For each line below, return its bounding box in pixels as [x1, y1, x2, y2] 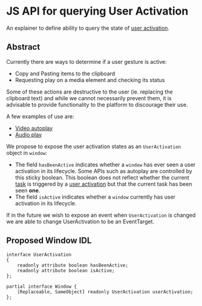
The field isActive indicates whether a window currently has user [15, 193, 176, 200]
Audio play [15, 131, 42, 138]
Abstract [6, 42, 41, 52]
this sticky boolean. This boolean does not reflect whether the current [15, 174, 189, 181]
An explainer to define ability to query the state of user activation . [6, 24, 170, 32]
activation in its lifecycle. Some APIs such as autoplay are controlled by [15, 167, 192, 174]
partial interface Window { [6, 284, 77, 290]
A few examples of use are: [6, 112, 74, 120]
